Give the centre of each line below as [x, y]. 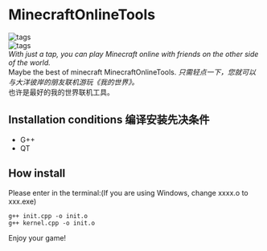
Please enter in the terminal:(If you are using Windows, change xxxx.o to [128, 192]
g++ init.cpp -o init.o [48, 216]
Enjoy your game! [37, 237]
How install [37, 174]
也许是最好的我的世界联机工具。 [61, 92]
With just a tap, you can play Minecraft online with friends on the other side [133, 54]
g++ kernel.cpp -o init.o [51, 223]
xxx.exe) [23, 201]
